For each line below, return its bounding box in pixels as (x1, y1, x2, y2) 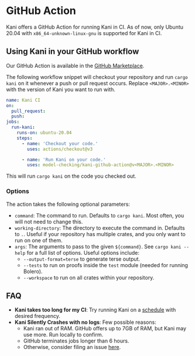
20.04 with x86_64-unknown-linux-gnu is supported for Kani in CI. (6, 29, 162, 36)
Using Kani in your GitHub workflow (6, 47, 139, 57)
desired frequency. (14, 313, 60, 320)
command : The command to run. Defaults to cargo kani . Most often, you (14, 212, 184, 219)
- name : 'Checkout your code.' (21, 140, 98, 147)
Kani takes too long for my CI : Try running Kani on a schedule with (14, 306, 176, 313)
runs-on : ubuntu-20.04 (16, 130, 72, 136)
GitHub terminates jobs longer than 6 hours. (23, 337, 129, 344)
